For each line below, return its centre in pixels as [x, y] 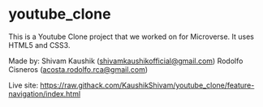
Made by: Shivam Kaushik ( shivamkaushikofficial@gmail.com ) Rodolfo [126, 61]
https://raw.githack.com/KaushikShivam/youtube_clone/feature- [147, 85]
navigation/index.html [45, 93]
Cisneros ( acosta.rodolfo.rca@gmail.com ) [78, 69]
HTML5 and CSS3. [39, 45]
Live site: [24, 85]
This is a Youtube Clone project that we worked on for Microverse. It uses [131, 36]
